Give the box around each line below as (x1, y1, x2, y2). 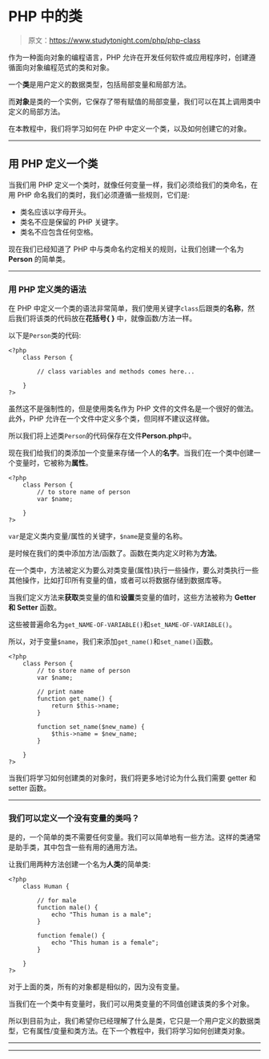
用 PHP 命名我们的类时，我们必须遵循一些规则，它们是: (8, 189, 191, 199)
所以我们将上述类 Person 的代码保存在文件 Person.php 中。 (8, 431, 196, 441)
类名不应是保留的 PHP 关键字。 (19, 217, 122, 226)
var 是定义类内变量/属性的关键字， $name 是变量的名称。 (8, 532, 187, 541)
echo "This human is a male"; (50, 910, 152, 919)
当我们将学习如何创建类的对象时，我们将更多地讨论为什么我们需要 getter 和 (8, 773, 257, 783)
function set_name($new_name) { (37, 723, 146, 731)
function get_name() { (37, 695, 113, 703)
